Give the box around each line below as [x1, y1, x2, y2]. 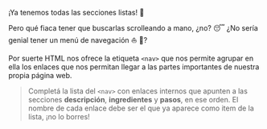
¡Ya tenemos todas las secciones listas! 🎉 [8, 8, 145, 17]
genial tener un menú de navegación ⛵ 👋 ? [8, 35, 148, 44]
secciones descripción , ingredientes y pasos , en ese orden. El [27, 95, 239, 104]
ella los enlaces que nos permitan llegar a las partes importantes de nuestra [8, 62, 260, 72]
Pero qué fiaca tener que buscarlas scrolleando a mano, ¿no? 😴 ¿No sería [8, 23, 259, 32]
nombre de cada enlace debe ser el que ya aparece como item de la [27, 103, 255, 113]
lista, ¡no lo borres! [27, 112, 90, 121]
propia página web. [8, 71, 72, 80]
